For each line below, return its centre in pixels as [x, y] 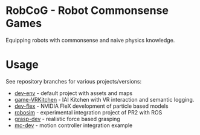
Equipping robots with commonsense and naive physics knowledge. [90, 40]
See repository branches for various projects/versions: [74, 81]
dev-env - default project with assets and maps [73, 93]
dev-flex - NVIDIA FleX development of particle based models [91, 106]
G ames [24, 23]
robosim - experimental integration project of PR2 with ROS [88, 112]
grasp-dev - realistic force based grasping [67, 119]
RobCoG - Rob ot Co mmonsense [87, 11]
